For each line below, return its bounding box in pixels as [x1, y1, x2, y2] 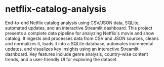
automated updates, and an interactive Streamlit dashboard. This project [5, 25, 153, 31]
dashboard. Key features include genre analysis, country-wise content [5, 51, 148, 57]
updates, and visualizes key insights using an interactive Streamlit [5, 46, 139, 52]
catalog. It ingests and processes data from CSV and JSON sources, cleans [5, 35, 159, 41]
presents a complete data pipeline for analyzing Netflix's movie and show [5, 30, 155, 36]
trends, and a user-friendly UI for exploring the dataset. [5, 56, 118, 62]
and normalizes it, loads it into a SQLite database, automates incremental [5, 40, 154, 46]
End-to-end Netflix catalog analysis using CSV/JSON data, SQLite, [5, 20, 140, 26]
